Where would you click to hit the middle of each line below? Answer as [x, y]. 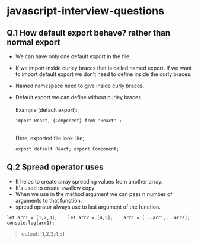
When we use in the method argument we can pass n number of [94, 194]
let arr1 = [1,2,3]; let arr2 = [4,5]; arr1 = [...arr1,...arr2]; [98, 217]
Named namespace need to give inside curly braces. [80, 86]
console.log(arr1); [31, 223]
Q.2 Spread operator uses [55, 167]
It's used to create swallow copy [55, 188]
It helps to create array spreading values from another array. [89, 181]
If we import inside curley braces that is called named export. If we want [103, 68]
